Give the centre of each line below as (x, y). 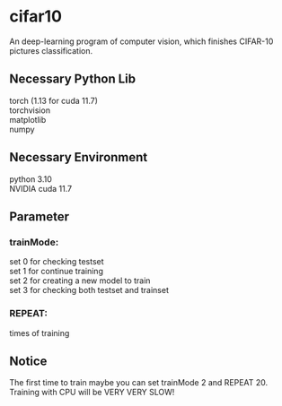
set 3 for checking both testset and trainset (89, 290)
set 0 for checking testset (57, 262)
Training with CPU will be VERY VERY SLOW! (92, 393)
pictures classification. (51, 50)
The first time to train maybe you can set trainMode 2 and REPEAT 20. (139, 383)
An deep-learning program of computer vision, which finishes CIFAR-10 (141, 41)
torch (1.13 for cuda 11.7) (54, 100)
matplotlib (28, 119)
